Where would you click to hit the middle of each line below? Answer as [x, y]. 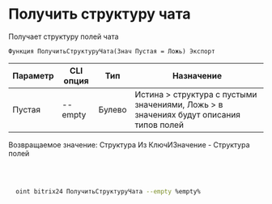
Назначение [198, 75]
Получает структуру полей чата [64, 36]
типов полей [159, 125]
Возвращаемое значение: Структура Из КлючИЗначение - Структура [129, 144]
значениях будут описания [188, 114]
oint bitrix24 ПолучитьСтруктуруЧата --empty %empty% [108, 191]
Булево [113, 109]
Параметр [33, 75]
